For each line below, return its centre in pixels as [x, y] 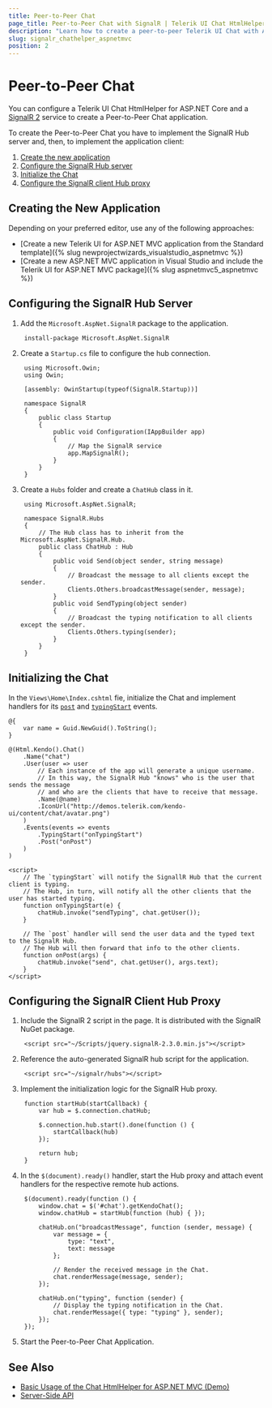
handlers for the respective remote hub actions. [100, 1184]
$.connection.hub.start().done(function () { [117, 1125]
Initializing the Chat [59, 678]
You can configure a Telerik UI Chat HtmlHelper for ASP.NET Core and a [128, 109]
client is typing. [39, 884]
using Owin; [44, 375]
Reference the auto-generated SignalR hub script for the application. [134, 1059]
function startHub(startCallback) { [86, 1104]
